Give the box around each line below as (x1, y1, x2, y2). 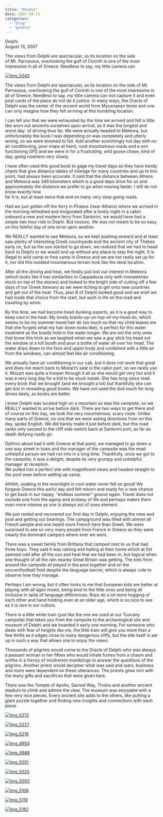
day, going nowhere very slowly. (5, 154, 70, 159)
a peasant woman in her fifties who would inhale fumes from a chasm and (5, 652, 153, 658)
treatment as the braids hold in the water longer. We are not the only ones (5, 330, 152, 336)
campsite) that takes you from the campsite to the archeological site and (5, 617, 150, 623)
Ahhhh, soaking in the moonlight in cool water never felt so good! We (5, 481, 143, 487)
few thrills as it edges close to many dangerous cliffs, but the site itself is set (5, 632, 158, 638)
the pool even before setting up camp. (5, 472, 81, 478)
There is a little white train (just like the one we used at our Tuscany (5, 612, 140, 618)
